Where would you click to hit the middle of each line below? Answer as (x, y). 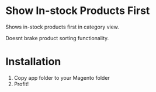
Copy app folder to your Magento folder (62, 77)
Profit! (21, 84)
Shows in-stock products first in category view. (62, 27)
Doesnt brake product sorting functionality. (57, 38)
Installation (33, 62)
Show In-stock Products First (78, 11)
